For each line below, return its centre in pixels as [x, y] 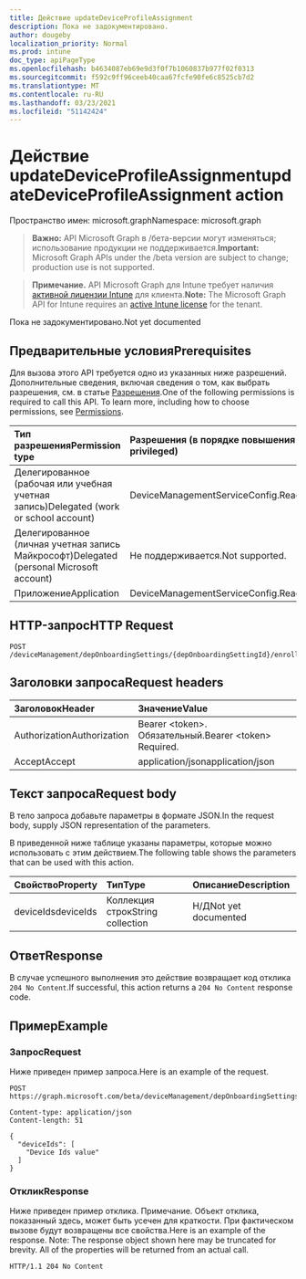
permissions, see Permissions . [67, 411]
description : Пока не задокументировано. [89, 26]
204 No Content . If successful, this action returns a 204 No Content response [151, 988]
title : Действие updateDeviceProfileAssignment [102, 18]
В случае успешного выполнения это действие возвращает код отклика [150, 978]
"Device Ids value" [63, 1152]
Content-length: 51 [46, 1120]
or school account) [55, 518]
